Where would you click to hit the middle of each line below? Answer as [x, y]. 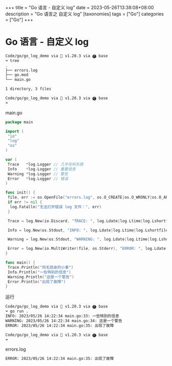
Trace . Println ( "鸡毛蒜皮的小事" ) [40, 267]
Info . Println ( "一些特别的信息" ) [39, 272]
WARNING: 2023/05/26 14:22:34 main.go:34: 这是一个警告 [64, 321]
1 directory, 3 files [28, 89]
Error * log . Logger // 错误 [38, 179]
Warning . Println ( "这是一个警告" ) [41, 277]
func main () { [20, 263]
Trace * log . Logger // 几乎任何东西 [45, 164]
